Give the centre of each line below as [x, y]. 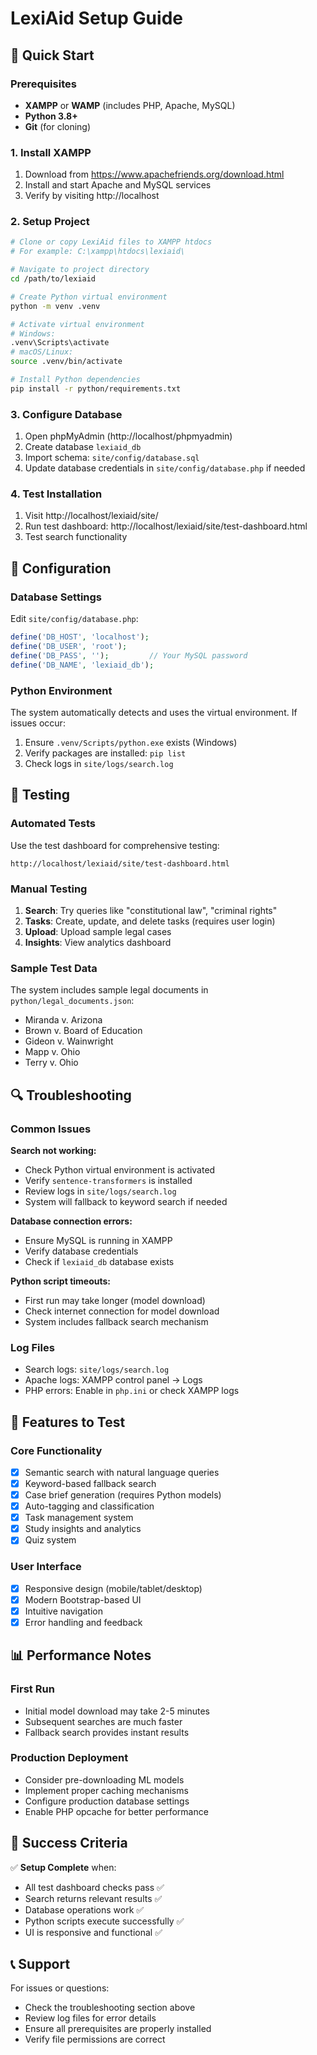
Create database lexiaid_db [83, 447]
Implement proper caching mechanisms [106, 1790]
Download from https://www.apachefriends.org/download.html [154, 174]
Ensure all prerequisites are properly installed [118, 2029]
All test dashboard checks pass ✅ [94, 1887]
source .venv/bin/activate [66, 362]
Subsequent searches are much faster [103, 1721]
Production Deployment [69, 1758]
